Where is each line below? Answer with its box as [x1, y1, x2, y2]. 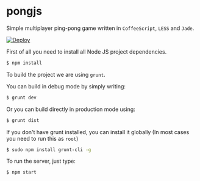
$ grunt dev [6, 94, 37, 101]
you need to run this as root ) [6, 135, 79, 142]
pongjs [6, 4, 43, 18]
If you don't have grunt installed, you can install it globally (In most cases [6, 128, 190, 135]
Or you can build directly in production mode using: [6, 105, 135, 113]
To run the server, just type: [6, 157, 76, 165]
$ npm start [6, 169, 37, 176]
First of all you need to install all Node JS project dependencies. [6, 48, 167, 55]
